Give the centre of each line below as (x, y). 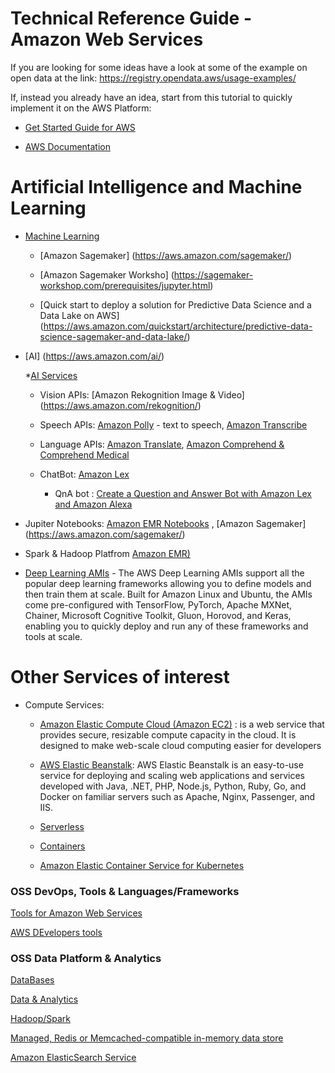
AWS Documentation (67, 146)
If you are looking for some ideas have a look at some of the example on (159, 67)
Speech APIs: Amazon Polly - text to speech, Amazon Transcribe (173, 424)
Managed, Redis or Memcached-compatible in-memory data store (147, 1038)
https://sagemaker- (213, 274)
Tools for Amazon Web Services (76, 913)
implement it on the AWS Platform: (81, 108)
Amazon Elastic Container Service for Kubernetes (142, 865)
